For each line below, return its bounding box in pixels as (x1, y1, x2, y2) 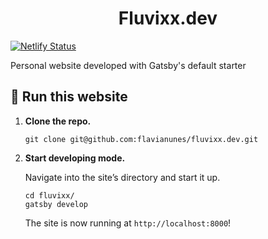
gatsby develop (24, 199, 89, 209)
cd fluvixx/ (24, 190, 75, 201)
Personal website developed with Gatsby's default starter (10, 59, 247, 71)
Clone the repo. (24, 115, 92, 127)
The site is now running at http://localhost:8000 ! (24, 217, 232, 229)
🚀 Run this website (10, 88, 128, 106)
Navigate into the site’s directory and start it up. (24, 171, 221, 183)
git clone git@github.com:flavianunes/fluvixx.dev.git (24, 134, 259, 144)
